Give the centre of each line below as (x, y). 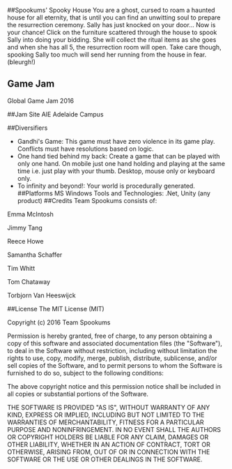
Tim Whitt (21, 268)
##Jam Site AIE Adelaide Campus (55, 114)
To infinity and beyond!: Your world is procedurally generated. (106, 186)
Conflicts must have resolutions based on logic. (86, 149)
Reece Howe (25, 241)
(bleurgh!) (22, 62)
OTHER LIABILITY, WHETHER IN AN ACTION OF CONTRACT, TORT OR (109, 444)
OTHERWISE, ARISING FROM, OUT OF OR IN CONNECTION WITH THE (109, 452)
